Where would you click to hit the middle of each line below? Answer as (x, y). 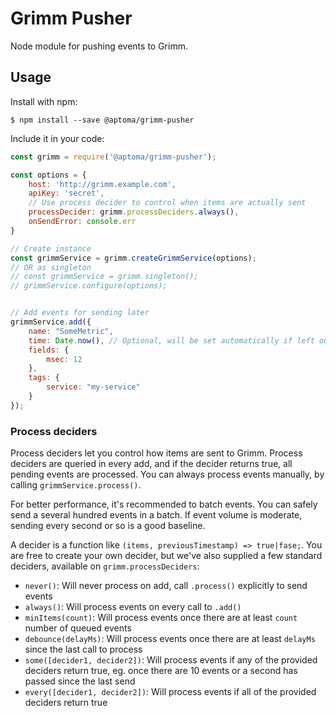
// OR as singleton (51, 267)
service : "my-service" (93, 387)
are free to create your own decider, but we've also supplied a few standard (166, 556)
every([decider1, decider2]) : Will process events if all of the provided (170, 692)
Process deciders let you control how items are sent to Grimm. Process (156, 453)
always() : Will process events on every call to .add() (133, 607)
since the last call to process (83, 649)
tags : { (44, 378)
